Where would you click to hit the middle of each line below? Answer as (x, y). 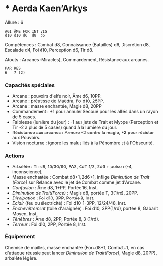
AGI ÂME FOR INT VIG (26, 31)
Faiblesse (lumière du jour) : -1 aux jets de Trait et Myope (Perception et (85, 122)
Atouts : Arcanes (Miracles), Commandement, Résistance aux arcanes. (77, 59)
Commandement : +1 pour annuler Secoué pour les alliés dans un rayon (85, 112)
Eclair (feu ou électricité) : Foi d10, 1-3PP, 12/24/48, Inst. (69, 203)
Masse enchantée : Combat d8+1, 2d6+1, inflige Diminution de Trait (81, 177)
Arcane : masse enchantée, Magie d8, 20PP (57, 106)
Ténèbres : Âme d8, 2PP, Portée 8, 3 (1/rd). (56, 219)
